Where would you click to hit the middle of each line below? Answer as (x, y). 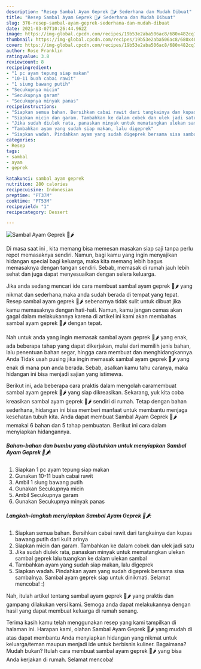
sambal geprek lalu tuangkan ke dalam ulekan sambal (81, 559)
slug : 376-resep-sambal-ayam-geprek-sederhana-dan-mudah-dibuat (88, 23)
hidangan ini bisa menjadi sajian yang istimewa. (65, 374)
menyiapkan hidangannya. (39, 432)
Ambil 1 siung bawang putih (49, 483)
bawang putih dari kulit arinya (51, 540)
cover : (14, 46)
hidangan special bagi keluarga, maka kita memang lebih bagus (84, 261)
